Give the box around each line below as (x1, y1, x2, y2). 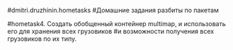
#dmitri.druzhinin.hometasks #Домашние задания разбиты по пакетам (7, 6, 220, 14)
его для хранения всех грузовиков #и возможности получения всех (7, 27, 215, 35)
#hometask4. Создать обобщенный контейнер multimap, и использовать (7, 20, 226, 27)
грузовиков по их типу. (7, 35, 76, 43)
